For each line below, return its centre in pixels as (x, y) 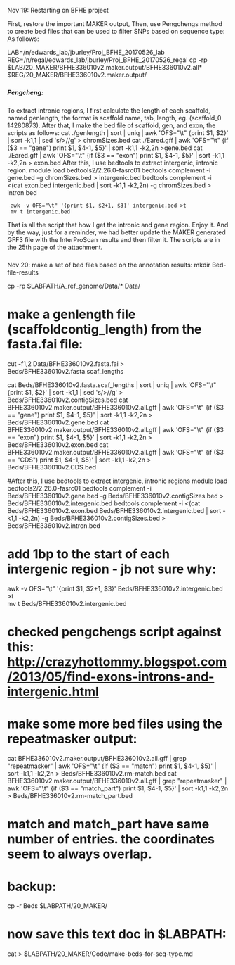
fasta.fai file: (45, 345)
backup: (32, 887)
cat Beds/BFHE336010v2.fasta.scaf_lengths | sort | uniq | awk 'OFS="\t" (112, 385)
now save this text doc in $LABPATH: (117, 934)
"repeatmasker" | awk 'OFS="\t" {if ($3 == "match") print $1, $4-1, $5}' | (112, 766)
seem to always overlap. (80, 854)
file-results (23, 272)
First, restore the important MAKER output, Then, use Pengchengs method (115, 24)
